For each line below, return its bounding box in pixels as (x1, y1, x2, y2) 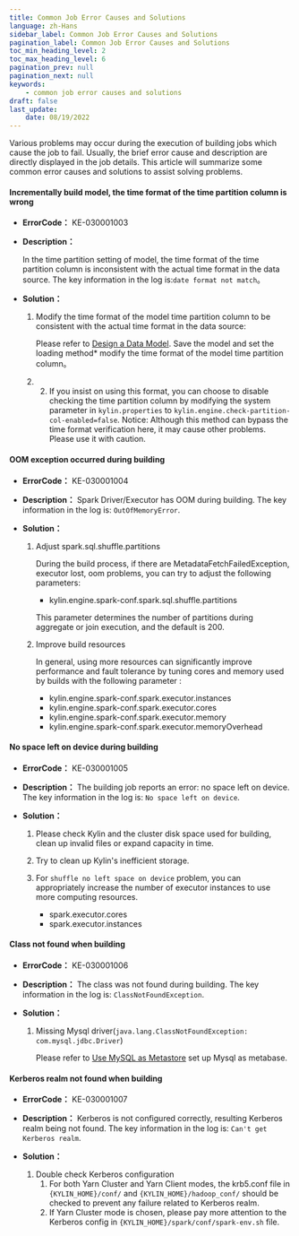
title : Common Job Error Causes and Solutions (9, 13, 186, 22)
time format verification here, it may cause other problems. (48, 424, 267, 435)
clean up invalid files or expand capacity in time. (35, 837, 215, 848)
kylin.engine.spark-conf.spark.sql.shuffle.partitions (48, 594, 237, 605)
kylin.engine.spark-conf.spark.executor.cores (48, 702, 218, 713)
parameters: (35, 577, 81, 588)
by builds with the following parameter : (35, 675, 182, 686)
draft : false (9, 96, 58, 106)
